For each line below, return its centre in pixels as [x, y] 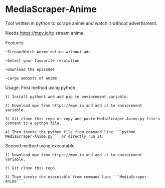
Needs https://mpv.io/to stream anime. [45, 33]
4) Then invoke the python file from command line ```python [70, 132]
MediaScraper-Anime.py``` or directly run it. [55, 136]
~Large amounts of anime [31, 78]
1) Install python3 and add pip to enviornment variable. [67, 97]
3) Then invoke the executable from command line [58, 177]
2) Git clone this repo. [31, 168]
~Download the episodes [30, 69]
